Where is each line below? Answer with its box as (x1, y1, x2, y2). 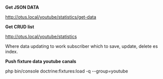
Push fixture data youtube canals (5, 58, 77, 64)
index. (5, 49, 18, 54)
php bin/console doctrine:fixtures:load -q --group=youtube (5, 68, 128, 74)
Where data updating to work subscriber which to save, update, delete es (5, 43, 158, 49)
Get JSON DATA (5, 5, 39, 10)
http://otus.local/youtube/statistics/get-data (5, 14, 97, 20)
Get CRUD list (5, 24, 34, 30)
